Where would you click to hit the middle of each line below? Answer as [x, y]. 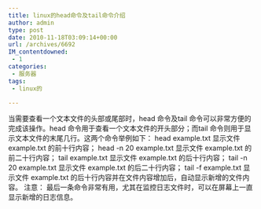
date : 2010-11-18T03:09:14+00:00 [63, 37]
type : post [26, 30]
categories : [28, 67]
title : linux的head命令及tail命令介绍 [67, 15]
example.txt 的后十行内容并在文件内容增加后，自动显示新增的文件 [136, 178]
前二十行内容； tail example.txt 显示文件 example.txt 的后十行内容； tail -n [128, 158]
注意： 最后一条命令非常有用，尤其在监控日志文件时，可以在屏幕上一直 [138, 187]
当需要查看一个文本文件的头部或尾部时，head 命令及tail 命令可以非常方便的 [130, 119]
